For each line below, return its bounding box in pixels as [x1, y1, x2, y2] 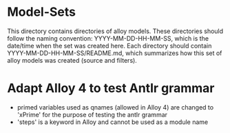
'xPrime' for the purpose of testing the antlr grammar [17, 110, 167, 119]
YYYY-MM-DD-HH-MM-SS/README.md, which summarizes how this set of [7, 49, 222, 57]
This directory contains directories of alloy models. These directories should [7, 27, 224, 35]
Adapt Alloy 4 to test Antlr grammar [7, 81, 215, 96]
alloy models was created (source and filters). [7, 56, 138, 64]
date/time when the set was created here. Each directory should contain [7, 41, 212, 50]
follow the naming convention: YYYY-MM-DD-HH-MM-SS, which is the [7, 34, 209, 42]
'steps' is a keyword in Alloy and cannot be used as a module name [17, 118, 209, 126]
